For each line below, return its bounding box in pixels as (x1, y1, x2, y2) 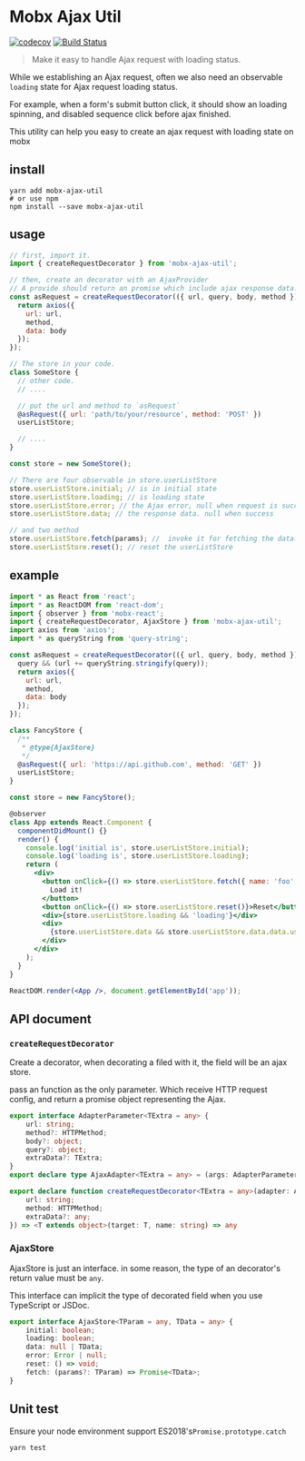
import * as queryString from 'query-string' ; (9, 634, 189, 644)
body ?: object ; (25, 1137, 84, 1146)
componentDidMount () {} (17, 826, 107, 835)
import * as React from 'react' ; (9, 592, 136, 601)
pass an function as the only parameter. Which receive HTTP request (9, 1084, 268, 1095)
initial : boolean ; (25, 1326, 95, 1335)
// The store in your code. (9, 360, 116, 369)
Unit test (9, 1401, 59, 1417)
